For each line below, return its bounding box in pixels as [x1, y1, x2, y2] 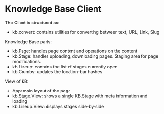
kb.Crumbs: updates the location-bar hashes [12, 68, 103, 74]
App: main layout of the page [12, 88, 71, 93]
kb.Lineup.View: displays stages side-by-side [12, 103, 104, 109]
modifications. [12, 58, 42, 64]
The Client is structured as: [5, 20, 60, 25]
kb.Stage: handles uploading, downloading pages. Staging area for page [12, 53, 159, 59]
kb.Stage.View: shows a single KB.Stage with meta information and [12, 93, 148, 99]
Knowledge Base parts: [5, 38, 52, 45]
